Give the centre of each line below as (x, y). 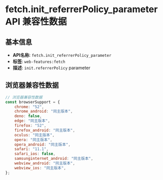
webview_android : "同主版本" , (45, 163)
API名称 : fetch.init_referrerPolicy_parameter (62, 55)
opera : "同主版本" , (33, 140)
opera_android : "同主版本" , (43, 145)
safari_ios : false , (35, 154)
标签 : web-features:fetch (39, 61)
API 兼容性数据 (36, 22)
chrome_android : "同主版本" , (44, 112)
